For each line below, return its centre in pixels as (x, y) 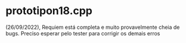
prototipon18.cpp (49, 11)
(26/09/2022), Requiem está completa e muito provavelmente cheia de (93, 27)
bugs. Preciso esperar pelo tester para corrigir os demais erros (83, 33)
